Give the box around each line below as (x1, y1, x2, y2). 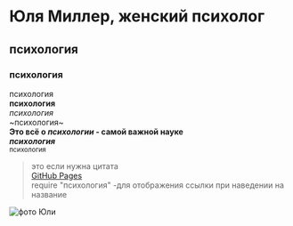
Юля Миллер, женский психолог (9, 6, 265, 27)
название (30, 189, 68, 199)
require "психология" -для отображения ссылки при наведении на (30, 180, 285, 190)
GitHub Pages (30, 170, 83, 181)
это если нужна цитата (30, 160, 118, 171)
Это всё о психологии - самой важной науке (9, 126, 184, 137)
